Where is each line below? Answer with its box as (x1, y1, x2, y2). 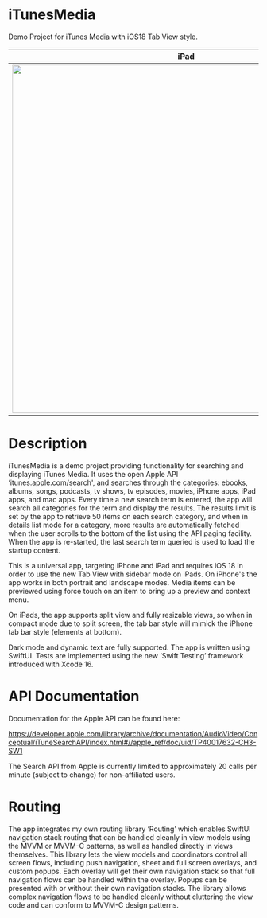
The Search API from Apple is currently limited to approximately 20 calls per (8, 761, 257, 771)
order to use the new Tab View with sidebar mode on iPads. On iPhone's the (8, 569, 257, 579)
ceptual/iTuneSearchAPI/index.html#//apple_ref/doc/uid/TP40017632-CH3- (8, 737, 257, 747)
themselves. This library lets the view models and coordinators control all (8, 850, 248, 859)
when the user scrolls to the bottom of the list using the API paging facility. (8, 528, 253, 538)
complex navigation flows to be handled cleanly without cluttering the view (8, 892, 253, 901)
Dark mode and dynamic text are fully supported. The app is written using (8, 643, 250, 652)
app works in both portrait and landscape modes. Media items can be (8, 577, 236, 587)
